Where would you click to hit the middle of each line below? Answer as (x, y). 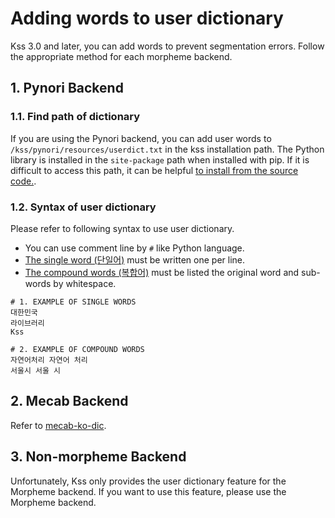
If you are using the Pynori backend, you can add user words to (141, 138)
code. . (23, 181)
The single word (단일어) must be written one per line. (135, 259)
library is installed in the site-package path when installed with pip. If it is (160, 159)
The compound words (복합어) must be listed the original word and (162, 272)
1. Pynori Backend (67, 88)
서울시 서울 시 (35, 370)
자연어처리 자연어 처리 (49, 360)
